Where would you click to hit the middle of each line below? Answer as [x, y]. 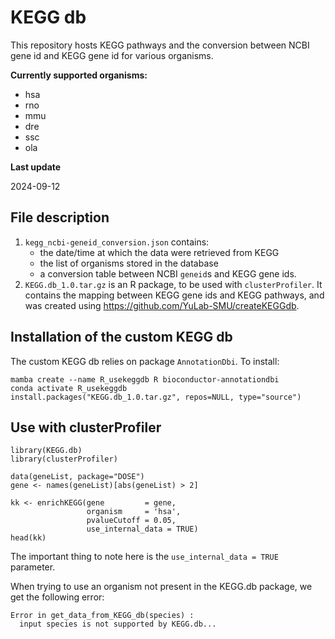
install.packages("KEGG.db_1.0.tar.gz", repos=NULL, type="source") [156, 397]
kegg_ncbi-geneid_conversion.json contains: [117, 242]
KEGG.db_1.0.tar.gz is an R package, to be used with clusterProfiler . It [173, 284]
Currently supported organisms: [79, 75]
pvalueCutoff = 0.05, [131, 521]
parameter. [33, 567]
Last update [36, 167]
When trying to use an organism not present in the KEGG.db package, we [161, 587]
